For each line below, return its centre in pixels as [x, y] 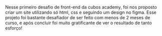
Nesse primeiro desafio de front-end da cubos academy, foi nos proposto [81, 7]
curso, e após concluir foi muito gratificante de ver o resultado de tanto [78, 23]
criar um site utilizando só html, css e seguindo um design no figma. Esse [81, 12]
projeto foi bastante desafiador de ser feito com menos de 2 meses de [78, 18]
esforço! [14, 28]
